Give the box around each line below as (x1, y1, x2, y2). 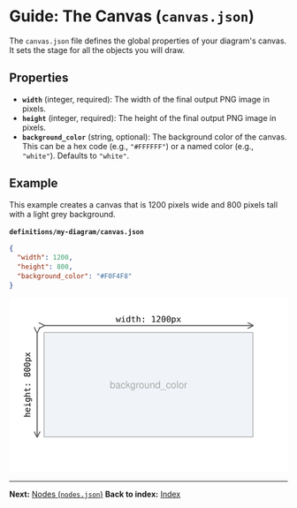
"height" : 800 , (17, 262, 73, 271)
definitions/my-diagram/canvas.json (9, 227, 144, 236)
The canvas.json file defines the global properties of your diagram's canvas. (9, 35, 287, 46)
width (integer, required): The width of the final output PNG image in (21, 94, 270, 104)
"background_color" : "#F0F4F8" (17, 272, 133, 281)
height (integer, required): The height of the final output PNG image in (21, 112, 277, 123)
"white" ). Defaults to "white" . (21, 150, 130, 161)
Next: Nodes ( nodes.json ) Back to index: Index (9, 489, 181, 499)
